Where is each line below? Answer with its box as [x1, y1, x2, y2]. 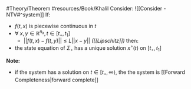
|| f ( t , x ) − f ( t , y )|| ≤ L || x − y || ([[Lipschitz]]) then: [23, 37, 139, 44]
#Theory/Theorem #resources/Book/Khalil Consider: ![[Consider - [6, 5, 166, 12]
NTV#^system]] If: [6, 11, 51, 18]
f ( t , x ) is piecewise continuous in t [14, 23, 97, 29]
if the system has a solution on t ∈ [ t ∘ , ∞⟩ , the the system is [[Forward [14, 69, 186, 77]
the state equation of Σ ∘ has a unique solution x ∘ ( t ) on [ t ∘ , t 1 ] [14, 43, 162, 53]
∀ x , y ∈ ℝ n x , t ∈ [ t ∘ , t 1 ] [14, 29, 71, 38]
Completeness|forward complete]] [14, 76, 99, 83]
